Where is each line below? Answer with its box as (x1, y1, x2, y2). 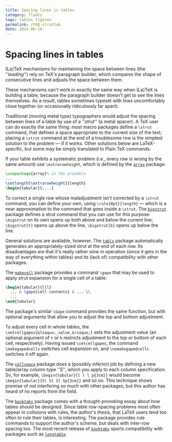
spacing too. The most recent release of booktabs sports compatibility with (5, 426, 163, 432)
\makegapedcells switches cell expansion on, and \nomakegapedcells (5, 345, 149, 352)
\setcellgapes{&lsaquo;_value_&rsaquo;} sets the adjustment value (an (5, 329, 157, 336)
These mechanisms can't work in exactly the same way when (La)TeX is (5, 87, 158, 93)
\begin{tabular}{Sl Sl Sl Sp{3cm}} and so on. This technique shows (5, 377, 152, 383)
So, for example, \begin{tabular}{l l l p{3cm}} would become (5, 372, 141, 378)
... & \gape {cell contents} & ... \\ (10, 289, 91, 294)
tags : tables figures (5, 17, 52, 22)
